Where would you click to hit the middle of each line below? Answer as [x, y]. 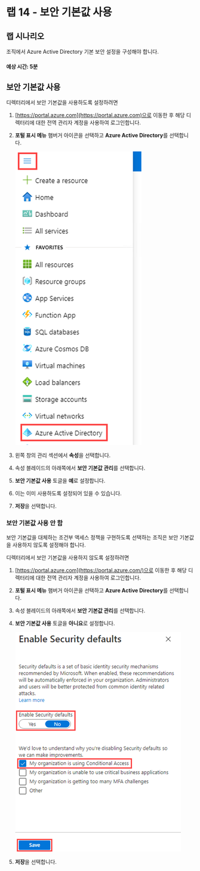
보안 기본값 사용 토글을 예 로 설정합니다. [60, 481]
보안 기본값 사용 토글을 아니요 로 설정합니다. [65, 623]
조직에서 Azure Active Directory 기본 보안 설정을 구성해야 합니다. [83, 52]
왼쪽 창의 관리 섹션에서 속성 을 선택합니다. [63, 455]
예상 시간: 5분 [22, 66]
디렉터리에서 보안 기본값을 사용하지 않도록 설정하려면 [68, 557]
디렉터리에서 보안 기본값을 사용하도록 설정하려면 [62, 103]
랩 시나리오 [25, 36]
